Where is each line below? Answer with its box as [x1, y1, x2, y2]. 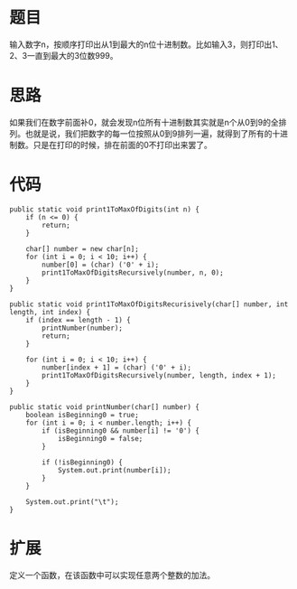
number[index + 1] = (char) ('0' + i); [42, 362, 192, 372]
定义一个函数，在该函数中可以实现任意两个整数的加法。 [9, 569, 215, 580]
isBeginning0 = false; [57, 434, 144, 443]
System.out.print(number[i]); [57, 465, 172, 474]
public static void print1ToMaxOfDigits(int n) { [9, 204, 200, 214]
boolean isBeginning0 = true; [25, 410, 140, 419]
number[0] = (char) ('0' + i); [42, 260, 160, 269]
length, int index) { [9, 307, 91, 316]
